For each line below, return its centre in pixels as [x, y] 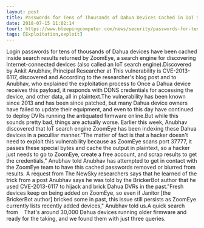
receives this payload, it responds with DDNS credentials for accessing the [100, 90]
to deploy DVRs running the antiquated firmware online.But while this [93, 116]
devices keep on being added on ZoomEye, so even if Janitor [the [89, 193]
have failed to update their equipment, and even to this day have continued [100, 109]
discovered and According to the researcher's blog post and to [98, 77]
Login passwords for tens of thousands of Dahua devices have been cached [102, 51]
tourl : [15, 29]
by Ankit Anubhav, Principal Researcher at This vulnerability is [84, 71]
